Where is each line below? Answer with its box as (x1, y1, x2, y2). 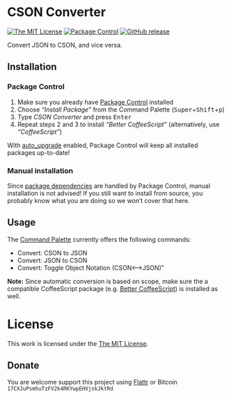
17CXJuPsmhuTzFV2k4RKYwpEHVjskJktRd (7, 385, 113, 393)
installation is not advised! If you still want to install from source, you (7, 189, 203, 197)
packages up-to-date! (7, 148, 70, 157)
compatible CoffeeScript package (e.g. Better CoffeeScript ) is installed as (7, 284, 218, 293)
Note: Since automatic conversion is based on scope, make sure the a (7, 277, 209, 285)
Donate (7, 360, 40, 372)
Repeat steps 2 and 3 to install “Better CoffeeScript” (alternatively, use (17, 120, 220, 128)
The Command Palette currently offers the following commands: (7, 235, 191, 243)
